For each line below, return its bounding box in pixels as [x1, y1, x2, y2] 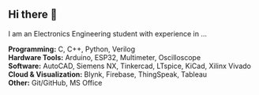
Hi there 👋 [8, 8, 58, 21]
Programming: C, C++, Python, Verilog [8, 44, 136, 54]
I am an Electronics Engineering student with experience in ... [8, 28, 208, 38]
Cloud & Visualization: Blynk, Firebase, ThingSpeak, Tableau [8, 69, 208, 79]
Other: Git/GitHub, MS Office [8, 78, 103, 87]
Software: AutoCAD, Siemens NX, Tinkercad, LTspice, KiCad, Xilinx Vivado [8, 61, 251, 70]
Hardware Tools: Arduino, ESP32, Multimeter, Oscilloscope [8, 52, 201, 62]
